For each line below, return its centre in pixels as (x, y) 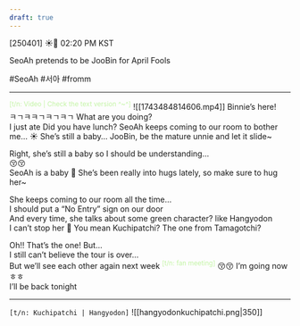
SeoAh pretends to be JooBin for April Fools (90, 60)
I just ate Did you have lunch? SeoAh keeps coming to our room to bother (144, 127)
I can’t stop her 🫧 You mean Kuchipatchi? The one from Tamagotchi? (135, 228)
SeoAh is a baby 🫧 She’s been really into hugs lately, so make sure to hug (144, 173)
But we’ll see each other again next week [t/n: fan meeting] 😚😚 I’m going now (149, 265)
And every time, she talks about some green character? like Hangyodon (141, 219)
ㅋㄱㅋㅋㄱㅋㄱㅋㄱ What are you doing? (81, 117)
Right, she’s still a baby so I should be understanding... (109, 154)
